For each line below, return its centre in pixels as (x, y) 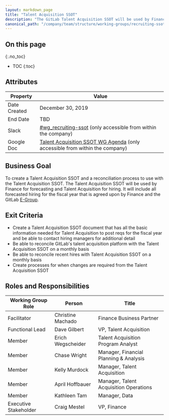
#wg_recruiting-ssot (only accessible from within (98, 127)
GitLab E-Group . (22, 199)
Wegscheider (70, 344)
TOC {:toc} (24, 66)
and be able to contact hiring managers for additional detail (74, 238)
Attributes (21, 82)
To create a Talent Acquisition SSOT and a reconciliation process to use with (84, 178)
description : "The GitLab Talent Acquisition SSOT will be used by (77, 19)
